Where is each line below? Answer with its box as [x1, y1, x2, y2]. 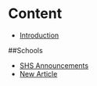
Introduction [19, 30, 59, 40]
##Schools [8, 45, 43, 55]
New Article [19, 69, 58, 78]
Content [8, 5, 63, 23]
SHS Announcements [19, 60, 88, 70]
